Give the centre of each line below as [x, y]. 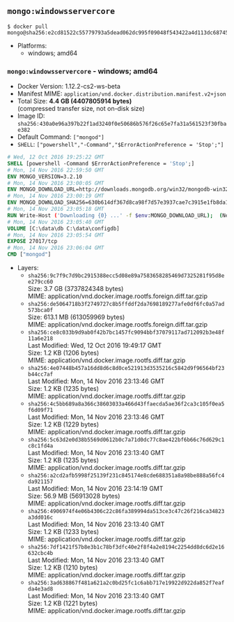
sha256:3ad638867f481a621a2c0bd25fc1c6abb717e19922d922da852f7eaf [126, 583]
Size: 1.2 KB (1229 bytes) [63, 424]
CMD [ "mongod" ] [29, 255]
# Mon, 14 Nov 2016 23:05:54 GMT [56, 235]
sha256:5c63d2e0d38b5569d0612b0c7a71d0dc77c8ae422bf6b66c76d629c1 [126, 440]
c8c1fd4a [40, 446]
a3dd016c [40, 518]
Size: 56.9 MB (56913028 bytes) [74, 496]
